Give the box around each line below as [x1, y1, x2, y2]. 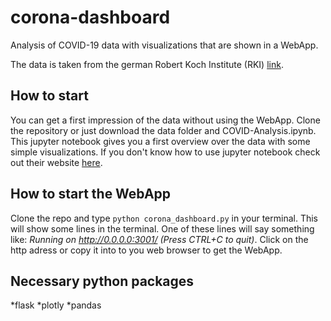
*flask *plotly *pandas [10, 299, 102, 311]
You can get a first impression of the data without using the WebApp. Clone [10, 114, 321, 126]
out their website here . [10, 156, 103, 168]
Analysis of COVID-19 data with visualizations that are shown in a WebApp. [10, 39, 319, 51]
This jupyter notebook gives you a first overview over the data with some [10, 135, 311, 147]
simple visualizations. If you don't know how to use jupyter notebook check [10, 146, 321, 158]
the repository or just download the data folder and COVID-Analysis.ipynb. [10, 124, 317, 136]
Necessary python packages [10, 272, 195, 290]
